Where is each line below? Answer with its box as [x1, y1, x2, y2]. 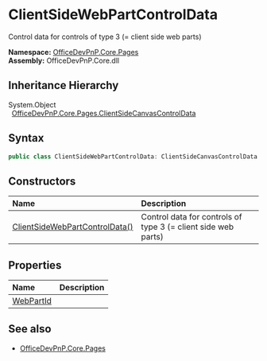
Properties [8, 258, 62, 272]
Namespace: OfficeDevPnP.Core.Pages [8, 47, 139, 56]
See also [8, 322, 52, 336]
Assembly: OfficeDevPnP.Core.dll [8, 56, 120, 65]
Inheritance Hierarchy [8, 79, 119, 92]
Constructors [8, 174, 76, 188]
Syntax [8, 131, 44, 145]
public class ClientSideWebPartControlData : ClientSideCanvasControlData [8, 153, 258, 161]
